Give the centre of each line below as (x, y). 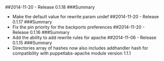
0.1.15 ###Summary (32, 43)
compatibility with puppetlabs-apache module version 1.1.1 (72, 53)
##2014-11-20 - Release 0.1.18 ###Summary (50, 7)
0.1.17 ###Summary (32, 22)
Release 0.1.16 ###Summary (41, 32)
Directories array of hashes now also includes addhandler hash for (80, 48)
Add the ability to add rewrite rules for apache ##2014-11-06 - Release (84, 37)
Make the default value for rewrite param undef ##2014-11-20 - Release (85, 16)
